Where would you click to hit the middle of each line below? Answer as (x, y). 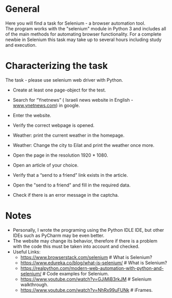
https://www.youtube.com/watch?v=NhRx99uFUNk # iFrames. (87, 290)
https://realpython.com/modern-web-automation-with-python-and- (92, 268)
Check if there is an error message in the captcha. (66, 195)
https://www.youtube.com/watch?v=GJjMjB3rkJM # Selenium (86, 279)
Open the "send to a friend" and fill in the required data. (72, 185)
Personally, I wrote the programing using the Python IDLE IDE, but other (88, 230)
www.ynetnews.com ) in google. (46, 105)
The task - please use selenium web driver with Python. (64, 80)
